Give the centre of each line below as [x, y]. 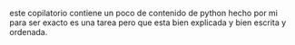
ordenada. [29, 32]
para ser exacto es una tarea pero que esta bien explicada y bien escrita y [148, 22]
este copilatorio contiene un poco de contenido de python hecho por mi [144, 13]
